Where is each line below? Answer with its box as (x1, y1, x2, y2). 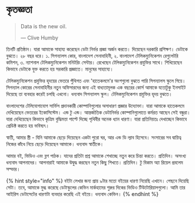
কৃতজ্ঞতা (6, 3, 32, 16)
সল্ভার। (6, 165, 21, 172)
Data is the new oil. (20, 22, 67, 29)
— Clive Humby (20, 34, 59, 41)
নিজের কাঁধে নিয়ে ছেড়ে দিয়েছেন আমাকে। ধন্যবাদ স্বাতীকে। (6, 140, 104, 147)
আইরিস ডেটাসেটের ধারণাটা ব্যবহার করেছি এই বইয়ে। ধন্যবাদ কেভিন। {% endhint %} (6, 190, 159, 197)
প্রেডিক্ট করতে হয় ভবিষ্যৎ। (6, 122, 50, 129)
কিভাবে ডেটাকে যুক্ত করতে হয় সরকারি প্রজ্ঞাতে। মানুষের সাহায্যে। (6, 65, 113, 72)
